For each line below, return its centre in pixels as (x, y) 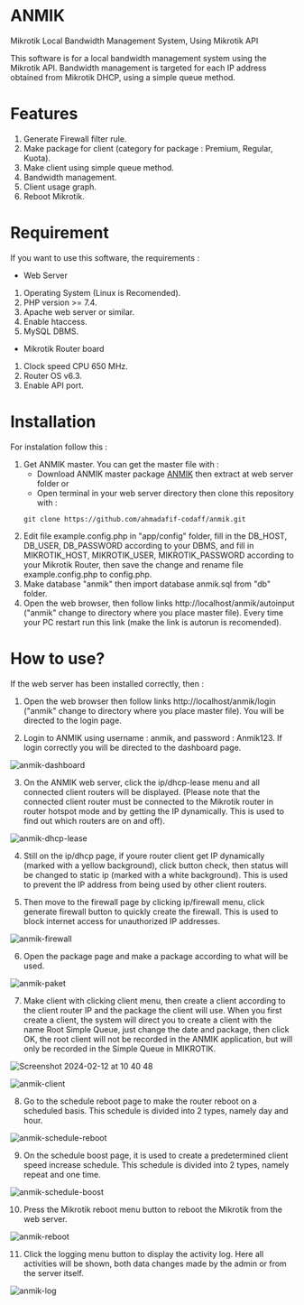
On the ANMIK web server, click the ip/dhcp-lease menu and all (142, 782)
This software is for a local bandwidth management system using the (138, 58)
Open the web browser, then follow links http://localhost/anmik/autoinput (159, 603)
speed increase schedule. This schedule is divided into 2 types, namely (156, 1164)
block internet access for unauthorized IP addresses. (121, 921)
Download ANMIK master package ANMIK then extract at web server (165, 474)
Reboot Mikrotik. (54, 196)
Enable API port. (53, 385)
